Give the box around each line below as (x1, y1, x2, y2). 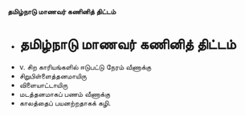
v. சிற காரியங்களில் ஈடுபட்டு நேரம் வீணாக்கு (18, 62, 152, 71)
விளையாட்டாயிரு (18, 80, 68, 90)
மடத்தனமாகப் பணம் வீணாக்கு (18, 89, 110, 98)
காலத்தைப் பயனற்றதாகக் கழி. (18, 98, 112, 107)
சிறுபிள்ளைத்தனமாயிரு (18, 71, 88, 81)
